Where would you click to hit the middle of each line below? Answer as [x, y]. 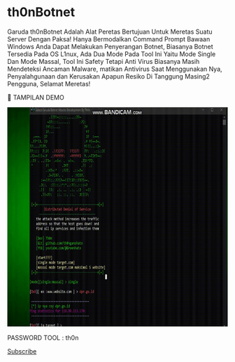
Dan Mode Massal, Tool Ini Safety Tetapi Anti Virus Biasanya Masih [104, 61]
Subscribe [22, 351]
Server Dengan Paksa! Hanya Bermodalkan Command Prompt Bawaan [109, 39]
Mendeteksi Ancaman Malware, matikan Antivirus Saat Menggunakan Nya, [115, 69]
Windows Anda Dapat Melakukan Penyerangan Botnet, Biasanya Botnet [110, 46]
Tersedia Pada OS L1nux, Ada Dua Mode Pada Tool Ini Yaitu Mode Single [112, 54]
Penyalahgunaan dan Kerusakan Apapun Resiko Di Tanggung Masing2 [108, 76]
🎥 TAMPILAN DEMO [36, 97]
